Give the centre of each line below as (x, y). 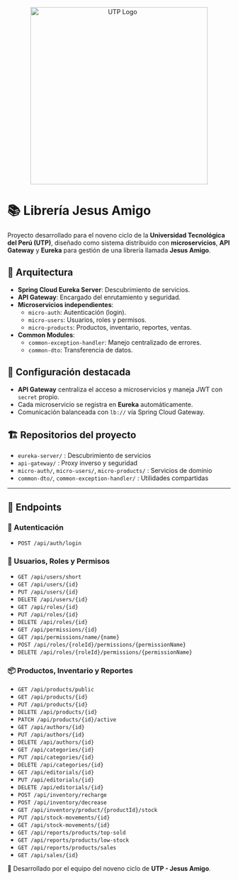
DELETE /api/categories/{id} (61, 765)
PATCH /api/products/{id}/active (67, 720)
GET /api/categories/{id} (56, 750)
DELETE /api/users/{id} (53, 600)
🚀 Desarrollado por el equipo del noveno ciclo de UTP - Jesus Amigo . (109, 868)
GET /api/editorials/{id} (56, 772)
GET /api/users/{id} (48, 585)
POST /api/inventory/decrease (62, 802)
